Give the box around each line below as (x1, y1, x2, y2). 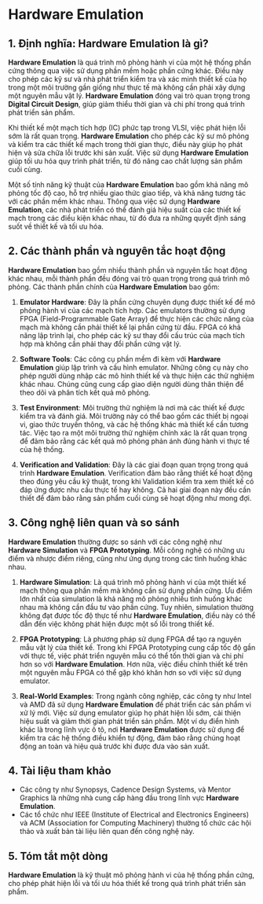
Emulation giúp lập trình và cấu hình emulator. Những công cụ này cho (19, 362, 249, 372)
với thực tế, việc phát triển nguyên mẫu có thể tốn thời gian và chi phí (19, 651, 244, 660)
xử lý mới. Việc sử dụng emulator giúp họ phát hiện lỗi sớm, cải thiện (19, 707, 241, 717)
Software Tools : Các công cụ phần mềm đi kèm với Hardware (19, 354, 221, 363)
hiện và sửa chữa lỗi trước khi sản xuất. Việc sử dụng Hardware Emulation (8, 148, 249, 157)
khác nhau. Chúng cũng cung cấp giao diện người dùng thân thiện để (19, 379, 244, 388)
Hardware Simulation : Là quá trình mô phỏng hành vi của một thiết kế (19, 577, 247, 586)
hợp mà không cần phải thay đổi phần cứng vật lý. (19, 339, 182, 348)
